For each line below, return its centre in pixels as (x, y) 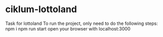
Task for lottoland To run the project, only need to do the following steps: (81, 23)
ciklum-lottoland (41, 9)
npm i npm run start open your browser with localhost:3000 (68, 28)
